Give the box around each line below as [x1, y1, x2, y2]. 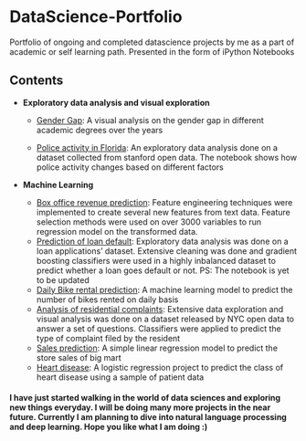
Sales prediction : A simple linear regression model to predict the [36, 342, 279, 353]
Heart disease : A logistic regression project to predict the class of [36, 362, 284, 373]
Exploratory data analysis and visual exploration [22, 97, 210, 108]
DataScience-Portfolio [9, 6, 183, 27]
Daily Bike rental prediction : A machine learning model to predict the [36, 284, 293, 295]
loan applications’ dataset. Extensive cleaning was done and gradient [36, 245, 298, 257]
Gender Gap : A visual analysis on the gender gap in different [36, 114, 265, 125]
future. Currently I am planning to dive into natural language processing [9, 412, 288, 423]
